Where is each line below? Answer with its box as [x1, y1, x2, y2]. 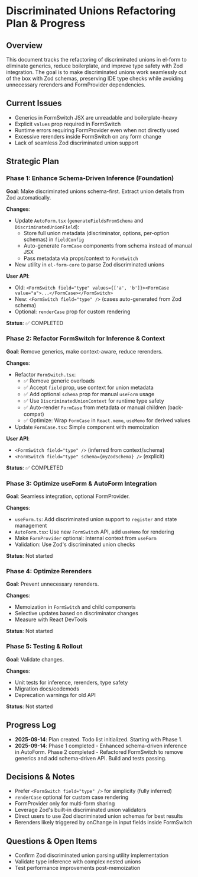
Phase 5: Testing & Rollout [6, 643, 83, 651]
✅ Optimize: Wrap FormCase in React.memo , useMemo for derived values [23, 416, 191, 424]
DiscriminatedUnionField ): [14, 223, 80, 230]
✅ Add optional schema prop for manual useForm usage [23, 390, 155, 397]
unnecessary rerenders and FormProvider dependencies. [6, 81, 146, 88]
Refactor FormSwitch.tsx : [14, 371, 76, 378]
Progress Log [6, 720, 56, 730]
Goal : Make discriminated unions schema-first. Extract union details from [6, 188, 184, 195]
